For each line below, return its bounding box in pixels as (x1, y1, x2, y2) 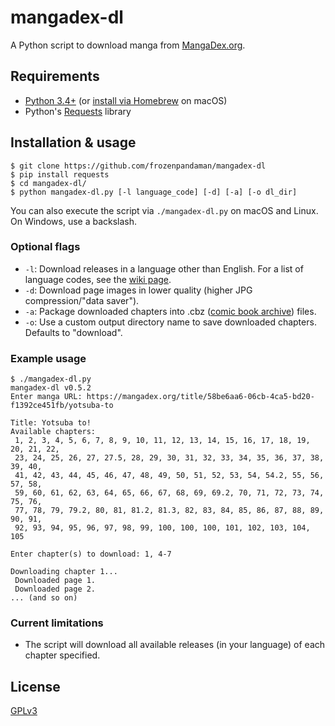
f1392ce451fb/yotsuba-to (10, 401, 114, 411)
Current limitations (10, 616, 104, 630)
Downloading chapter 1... (10, 567, 118, 577)
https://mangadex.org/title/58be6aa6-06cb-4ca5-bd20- (86, 392, 315, 402)
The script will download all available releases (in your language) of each (24, 639, 326, 651)
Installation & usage (10, 134, 137, 151)
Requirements (10, 68, 100, 85)
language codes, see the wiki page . (24, 273, 172, 285)
